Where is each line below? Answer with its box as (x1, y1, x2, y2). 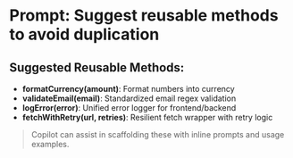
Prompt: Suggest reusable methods (9, 5, 279, 26)
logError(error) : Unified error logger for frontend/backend (21, 103, 237, 112)
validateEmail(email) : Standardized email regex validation (21, 93, 237, 104)
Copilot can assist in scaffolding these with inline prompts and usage (30, 129, 285, 139)
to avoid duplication (9, 24, 160, 45)
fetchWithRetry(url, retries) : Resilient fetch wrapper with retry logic (21, 112, 273, 122)
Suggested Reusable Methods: (9, 60, 185, 75)
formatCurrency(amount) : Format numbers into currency (21, 84, 235, 94)
